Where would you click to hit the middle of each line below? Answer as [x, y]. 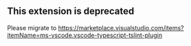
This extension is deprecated [71, 11]
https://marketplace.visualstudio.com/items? [121, 27]
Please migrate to [32, 27]
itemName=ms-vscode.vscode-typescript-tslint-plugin [85, 35]
